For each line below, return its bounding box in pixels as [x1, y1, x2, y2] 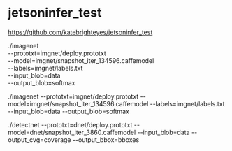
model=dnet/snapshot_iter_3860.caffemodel [8, 128, 136, 136]
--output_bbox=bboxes [72, 135, 140, 144]
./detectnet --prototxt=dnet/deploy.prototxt [8, 120, 133, 129]
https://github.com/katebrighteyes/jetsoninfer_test [8, 28, 153, 36]
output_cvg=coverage [8, 135, 71, 144]
